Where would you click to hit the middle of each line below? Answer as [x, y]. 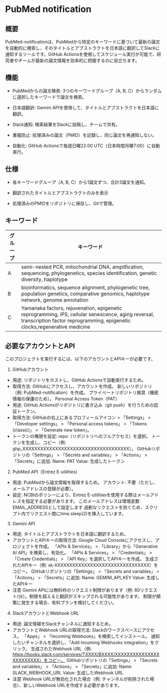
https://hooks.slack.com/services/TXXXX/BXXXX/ [64, 655]
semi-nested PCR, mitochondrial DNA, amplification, [83, 267]
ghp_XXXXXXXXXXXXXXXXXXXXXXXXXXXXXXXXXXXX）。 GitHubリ [84, 449]
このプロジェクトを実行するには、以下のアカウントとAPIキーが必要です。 [80, 359]
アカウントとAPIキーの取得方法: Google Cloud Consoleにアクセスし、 [83, 540]
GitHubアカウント [30, 369]
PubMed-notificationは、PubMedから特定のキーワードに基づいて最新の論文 [83, 42]
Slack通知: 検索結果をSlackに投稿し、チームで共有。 [66, 124]
